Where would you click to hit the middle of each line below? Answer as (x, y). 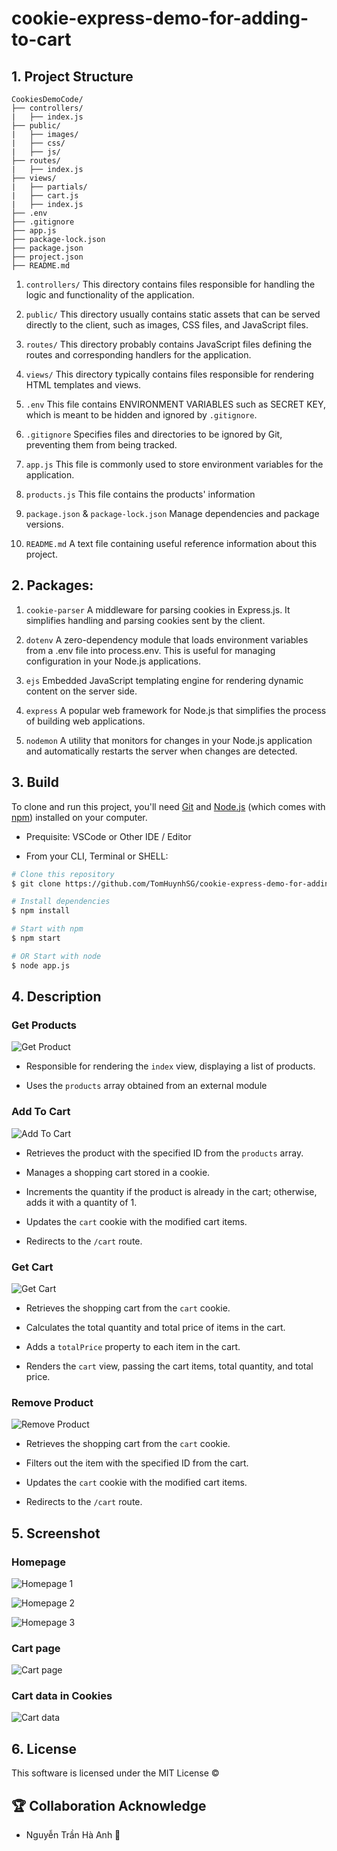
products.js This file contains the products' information (140, 494)
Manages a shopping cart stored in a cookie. (118, 1172)
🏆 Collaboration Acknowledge (109, 1805)
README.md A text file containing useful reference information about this (171, 543)
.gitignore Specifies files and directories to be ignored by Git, (154, 434)
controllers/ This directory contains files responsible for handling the (170, 284)
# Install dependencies (61, 902)
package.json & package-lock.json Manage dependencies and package (172, 513)
